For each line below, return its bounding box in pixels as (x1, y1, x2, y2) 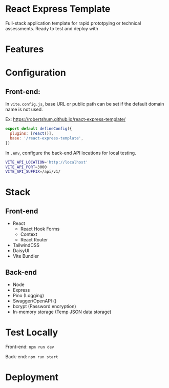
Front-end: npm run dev (5, 344, 55, 350)
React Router (20, 237, 48, 243)
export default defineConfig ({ (5, 126, 72, 131)
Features (5, 44, 44, 55)
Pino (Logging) (12, 293, 45, 299)
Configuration (5, 67, 67, 78)
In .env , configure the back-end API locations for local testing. (5, 150, 137, 156)
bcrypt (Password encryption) (12, 303, 76, 310)
